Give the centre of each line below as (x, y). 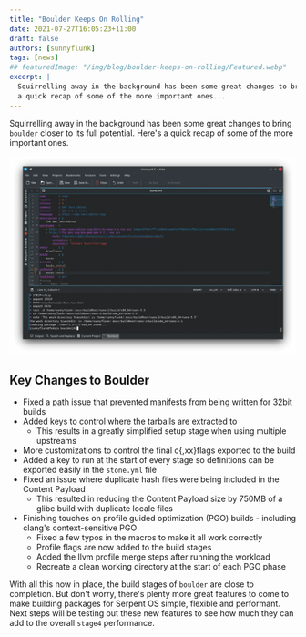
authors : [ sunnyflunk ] (52, 48)
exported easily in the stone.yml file (90, 470)
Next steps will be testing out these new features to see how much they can (152, 613)
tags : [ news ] (34, 58)
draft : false (34, 38)
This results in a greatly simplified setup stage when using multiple (161, 431)
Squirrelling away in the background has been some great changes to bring (151, 123)
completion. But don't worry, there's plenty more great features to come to (149, 594)
